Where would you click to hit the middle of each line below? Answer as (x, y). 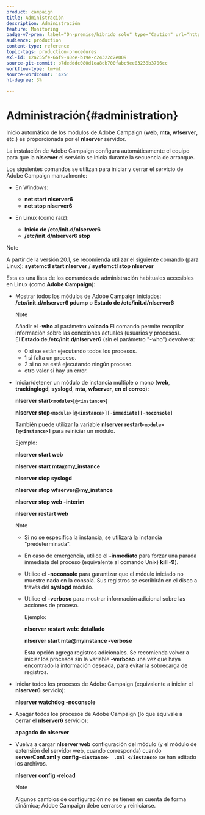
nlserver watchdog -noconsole (55, 702)
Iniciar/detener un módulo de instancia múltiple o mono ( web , (92, 383)
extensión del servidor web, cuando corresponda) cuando (88, 751)
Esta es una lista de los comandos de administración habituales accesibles (100, 278)
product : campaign (30, 12)
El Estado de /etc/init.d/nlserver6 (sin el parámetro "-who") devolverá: (105, 339)
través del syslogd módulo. (59, 587)
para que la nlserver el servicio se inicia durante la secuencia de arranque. (101, 158)
